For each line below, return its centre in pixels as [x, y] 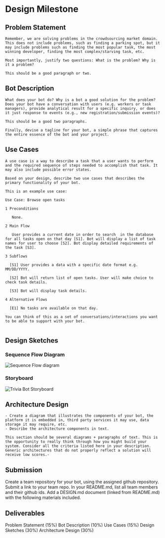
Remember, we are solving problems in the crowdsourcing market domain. [82, 39]
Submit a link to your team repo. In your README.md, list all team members [82, 487]
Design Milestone [42, 9]
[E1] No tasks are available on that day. [54, 308]
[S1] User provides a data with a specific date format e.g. [74, 265]
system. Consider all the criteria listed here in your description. [78, 446]
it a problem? [20, 65]
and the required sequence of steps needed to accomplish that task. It [82, 165]
